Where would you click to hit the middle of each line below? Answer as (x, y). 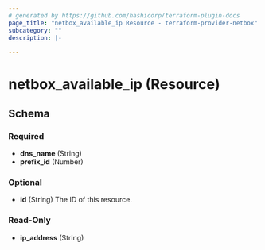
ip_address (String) (52, 237)
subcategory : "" (35, 30)
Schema (29, 113)
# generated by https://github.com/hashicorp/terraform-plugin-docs (124, 15)
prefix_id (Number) (51, 162)
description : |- (35, 38)
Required (26, 136)
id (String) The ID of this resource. (76, 200)
